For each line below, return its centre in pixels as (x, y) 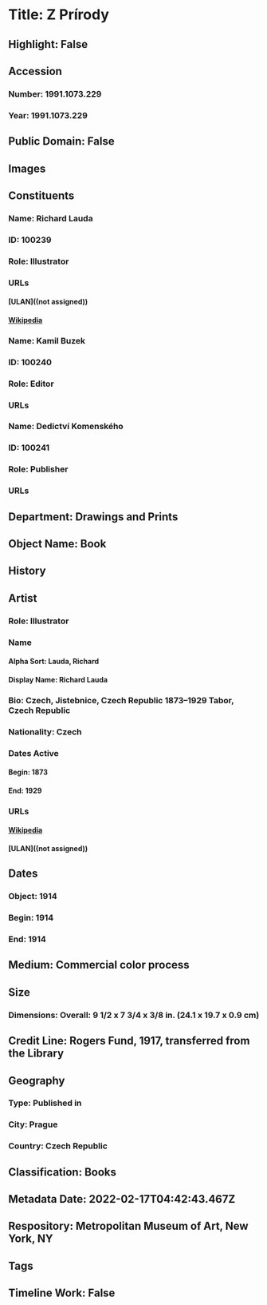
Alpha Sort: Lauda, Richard (54, 662)
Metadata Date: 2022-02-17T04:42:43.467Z (122, 1199)
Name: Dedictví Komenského (66, 427)
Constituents (41, 195)
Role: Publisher (38, 469)
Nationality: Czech (45, 731)
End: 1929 (25, 790)
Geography (37, 1080)
